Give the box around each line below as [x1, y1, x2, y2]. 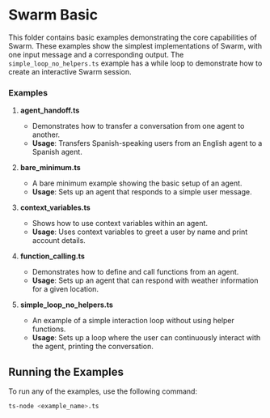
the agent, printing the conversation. [32, 342, 154, 352]
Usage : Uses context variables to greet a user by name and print [32, 227, 248, 237]
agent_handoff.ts [19, 105, 80, 115]
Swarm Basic [8, 6, 99, 24]
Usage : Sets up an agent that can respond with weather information [32, 275, 259, 285]
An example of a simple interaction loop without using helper [32, 316, 234, 326]
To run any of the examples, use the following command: [8, 386, 198, 396]
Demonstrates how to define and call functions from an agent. [32, 267, 239, 277]
